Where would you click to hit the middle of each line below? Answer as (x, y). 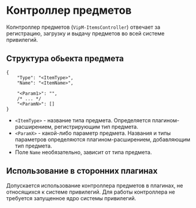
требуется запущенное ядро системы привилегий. (71, 198)
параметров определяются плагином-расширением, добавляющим (102, 139)
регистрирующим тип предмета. (97, 126)
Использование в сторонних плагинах (82, 171)
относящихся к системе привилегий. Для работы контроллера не (91, 192)
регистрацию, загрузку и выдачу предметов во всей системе (85, 33)
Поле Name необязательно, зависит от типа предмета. (83, 152)
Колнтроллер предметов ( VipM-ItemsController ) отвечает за (83, 27)
